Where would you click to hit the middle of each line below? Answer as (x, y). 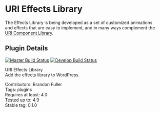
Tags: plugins (19, 90)
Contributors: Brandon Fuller (34, 84)
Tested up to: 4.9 (22, 100)
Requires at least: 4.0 (26, 94)
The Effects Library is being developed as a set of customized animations (79, 23)
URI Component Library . (29, 33)
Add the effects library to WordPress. (42, 75)
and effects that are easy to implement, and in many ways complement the (80, 27)
